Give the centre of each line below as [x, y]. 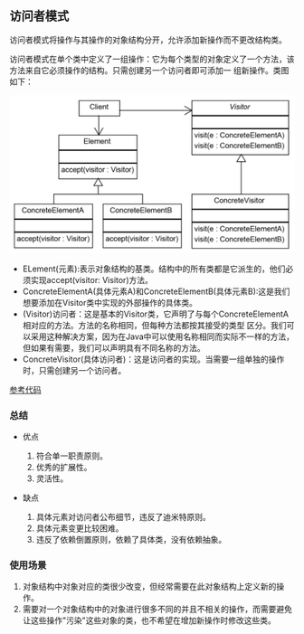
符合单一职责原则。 [72, 456]
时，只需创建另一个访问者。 [74, 370]
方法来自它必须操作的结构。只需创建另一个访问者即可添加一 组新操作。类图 [149, 70]
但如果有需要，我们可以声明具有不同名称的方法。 [114, 347]
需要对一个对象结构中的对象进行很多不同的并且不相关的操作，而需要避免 [157, 610]
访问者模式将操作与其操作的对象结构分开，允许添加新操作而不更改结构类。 [148, 40]
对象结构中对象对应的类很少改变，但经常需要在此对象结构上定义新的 [149, 587]
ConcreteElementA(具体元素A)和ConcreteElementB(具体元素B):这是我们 [156, 291]
